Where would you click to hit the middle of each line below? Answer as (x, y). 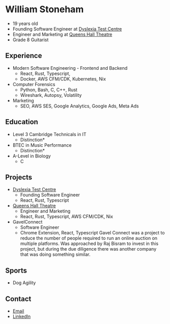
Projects (19, 177)
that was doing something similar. (55, 254)
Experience (24, 56)
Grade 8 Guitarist (31, 40)
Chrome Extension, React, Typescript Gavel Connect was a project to (92, 233)
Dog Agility (24, 283)
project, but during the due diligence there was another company (88, 249)
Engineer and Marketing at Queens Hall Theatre (62, 34)
